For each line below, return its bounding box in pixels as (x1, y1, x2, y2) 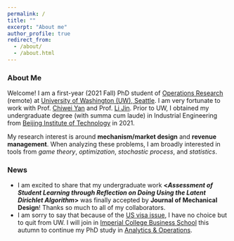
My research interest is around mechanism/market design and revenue (7, 132, 216, 141)
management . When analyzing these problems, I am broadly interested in (7, 140, 221, 149)
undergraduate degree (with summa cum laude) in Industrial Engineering (7, 111, 218, 120)
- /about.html (13, 50, 55, 57)
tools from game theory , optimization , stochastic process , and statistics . (7, 147, 218, 156)
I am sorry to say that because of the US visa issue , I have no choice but (17, 211, 227, 219)
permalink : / (7, 10, 46, 18)
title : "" (7, 17, 37, 24)
